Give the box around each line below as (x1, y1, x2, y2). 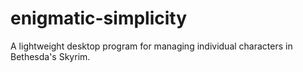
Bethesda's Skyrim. (10, 50, 91, 62)
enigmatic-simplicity (10, 7, 188, 30)
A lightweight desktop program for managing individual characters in (10, 40, 293, 52)
